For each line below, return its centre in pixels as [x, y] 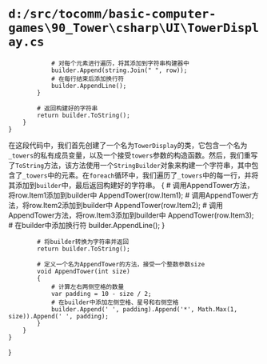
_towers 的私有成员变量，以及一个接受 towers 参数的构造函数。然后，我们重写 [133, 155]
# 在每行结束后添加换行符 [88, 78]
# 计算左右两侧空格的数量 [88, 286]
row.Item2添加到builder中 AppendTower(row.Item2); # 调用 [126, 205]
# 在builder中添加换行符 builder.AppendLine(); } [87, 225]
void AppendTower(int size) [84, 271]
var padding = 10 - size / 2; [101, 294]
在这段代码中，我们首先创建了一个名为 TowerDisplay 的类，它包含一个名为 [128, 145]
